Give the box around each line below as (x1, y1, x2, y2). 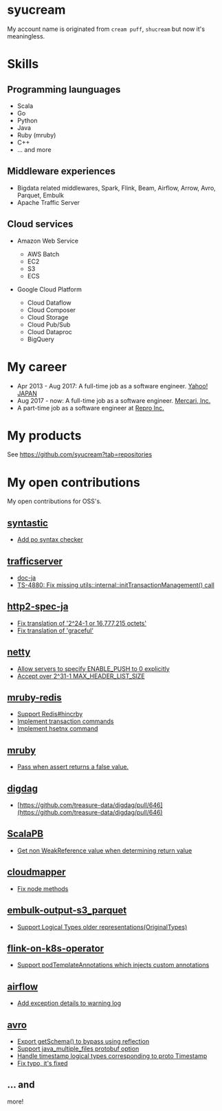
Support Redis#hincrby (16, 710, 83, 718)
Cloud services (7, 219, 74, 230)
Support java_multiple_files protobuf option (16, 1044, 140, 1053)
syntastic (7, 517, 48, 529)
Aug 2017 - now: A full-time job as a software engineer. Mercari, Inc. (16, 396, 211, 404)
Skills (7, 56, 39, 72)
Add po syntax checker (16, 536, 84, 544)
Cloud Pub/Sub (27, 320, 71, 329)
